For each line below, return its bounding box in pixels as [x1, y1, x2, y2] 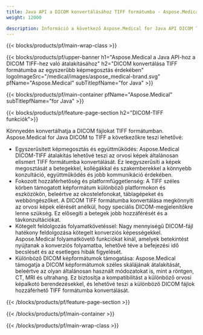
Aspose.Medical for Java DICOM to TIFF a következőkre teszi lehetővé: [6, 134, 183, 141]
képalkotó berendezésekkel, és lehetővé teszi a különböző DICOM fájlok [14, 281, 195, 288]
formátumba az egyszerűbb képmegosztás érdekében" [6, 67, 144, 74]
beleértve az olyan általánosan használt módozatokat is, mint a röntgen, [14, 267, 195, 275]
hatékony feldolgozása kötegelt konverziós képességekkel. [14, 229, 162, 236]
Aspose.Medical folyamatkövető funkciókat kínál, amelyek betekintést [14, 235, 189, 242]
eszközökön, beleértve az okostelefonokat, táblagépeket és [14, 190, 164, 198]
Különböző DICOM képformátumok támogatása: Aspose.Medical [14, 255, 176, 262]
